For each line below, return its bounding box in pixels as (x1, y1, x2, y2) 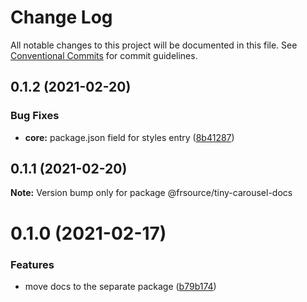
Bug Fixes (10, 109, 60, 123)
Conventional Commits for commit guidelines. (10, 49, 198, 61)
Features (10, 257, 55, 271)
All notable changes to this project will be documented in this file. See (10, 39, 298, 51)
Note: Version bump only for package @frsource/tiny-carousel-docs (10, 187, 293, 199)
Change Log (10, 6, 113, 29)
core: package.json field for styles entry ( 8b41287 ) (24, 131, 235, 143)
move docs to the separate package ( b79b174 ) (24, 280, 217, 292)
